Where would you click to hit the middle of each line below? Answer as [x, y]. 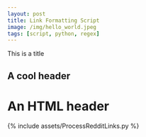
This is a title [26, 54]
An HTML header [58, 106]
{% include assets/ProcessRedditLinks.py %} [73, 126]
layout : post [27, 14]
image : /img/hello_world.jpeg [52, 27]
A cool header [39, 76]
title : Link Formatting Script [54, 20]
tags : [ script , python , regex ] [54, 34]
